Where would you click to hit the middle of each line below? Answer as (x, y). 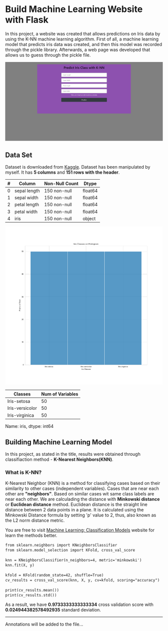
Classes (22, 394)
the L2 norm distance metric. (35, 520)
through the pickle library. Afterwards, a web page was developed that (78, 50)
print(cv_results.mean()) (32, 590)
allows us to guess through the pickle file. (48, 55)
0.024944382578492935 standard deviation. (53, 610)
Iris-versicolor (22, 408)
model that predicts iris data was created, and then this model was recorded (84, 44)
